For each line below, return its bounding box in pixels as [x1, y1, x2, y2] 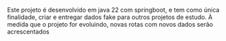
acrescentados [7, 27, 50, 36]
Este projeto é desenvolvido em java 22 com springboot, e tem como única [7, 6, 220, 14]
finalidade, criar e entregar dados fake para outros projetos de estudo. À [7, 13, 213, 21]
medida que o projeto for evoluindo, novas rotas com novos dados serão [7, 20, 214, 28]
